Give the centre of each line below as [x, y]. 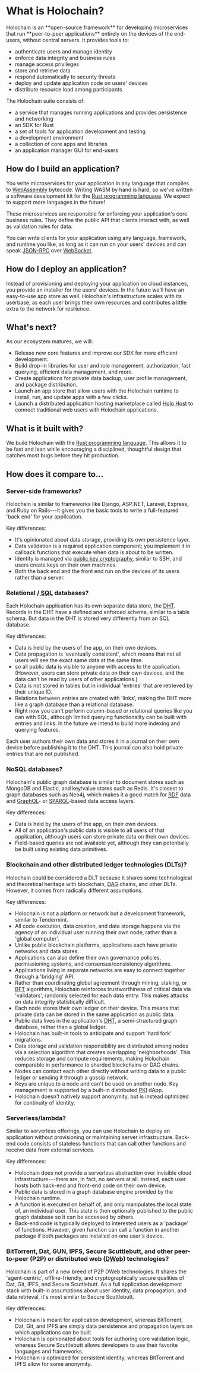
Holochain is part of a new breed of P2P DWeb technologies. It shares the [97, 1271]
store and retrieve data [42, 70]
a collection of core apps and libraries [61, 144]
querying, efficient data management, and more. [74, 372]
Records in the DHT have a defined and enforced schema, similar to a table [98, 612]
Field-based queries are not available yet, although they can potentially [102, 843]
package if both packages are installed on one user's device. [89, 1236]
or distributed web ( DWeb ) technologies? [108, 1258]
